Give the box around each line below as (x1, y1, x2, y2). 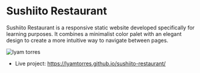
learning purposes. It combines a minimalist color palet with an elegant (6, 30, 182, 37)
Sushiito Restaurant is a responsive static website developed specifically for (6, 24, 195, 31)
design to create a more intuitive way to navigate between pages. (6, 36, 169, 44)
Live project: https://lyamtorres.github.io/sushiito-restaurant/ (14, 60, 166, 67)
